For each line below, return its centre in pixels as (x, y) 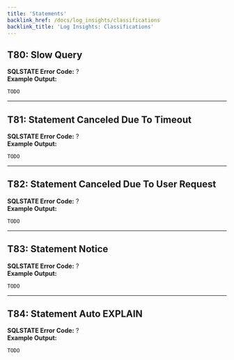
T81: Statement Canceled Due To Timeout (99, 119)
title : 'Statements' (37, 14)
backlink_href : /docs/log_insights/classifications (84, 20)
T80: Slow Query (45, 55)
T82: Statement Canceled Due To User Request (112, 184)
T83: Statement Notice (58, 249)
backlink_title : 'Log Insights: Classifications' (81, 26)
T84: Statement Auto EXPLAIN (75, 314)
